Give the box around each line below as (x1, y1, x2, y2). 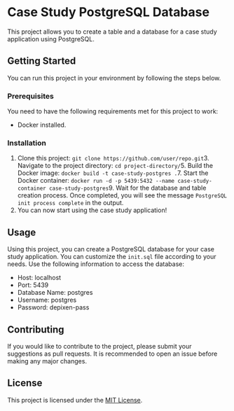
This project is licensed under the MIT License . (7, 396, 143, 404)
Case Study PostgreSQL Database (7, 4, 210, 20)
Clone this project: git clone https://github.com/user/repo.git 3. (17, 154, 209, 162)
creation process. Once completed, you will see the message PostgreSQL (17, 191, 228, 200)
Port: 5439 (17, 281, 49, 289)
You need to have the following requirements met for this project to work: (7, 107, 219, 116)
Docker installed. (17, 120, 67, 130)
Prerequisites (7, 91, 54, 101)
